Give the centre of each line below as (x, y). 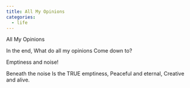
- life (20, 22)
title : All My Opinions (36, 12)
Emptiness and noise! (32, 62)
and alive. (18, 80)
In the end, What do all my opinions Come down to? (69, 51)
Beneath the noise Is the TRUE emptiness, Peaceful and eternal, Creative (95, 74)
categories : (21, 17)
